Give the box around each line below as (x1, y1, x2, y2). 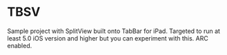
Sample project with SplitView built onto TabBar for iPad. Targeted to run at (7, 27, 221, 35)
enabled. (7, 41, 32, 49)
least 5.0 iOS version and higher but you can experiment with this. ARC (7, 34, 208, 42)
